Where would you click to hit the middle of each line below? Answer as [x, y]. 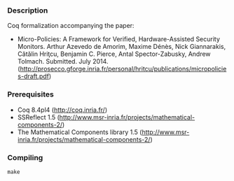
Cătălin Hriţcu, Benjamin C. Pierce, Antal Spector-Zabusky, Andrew [114, 54]
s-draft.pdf [33, 76]
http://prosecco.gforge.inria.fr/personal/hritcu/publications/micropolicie [123, 69]
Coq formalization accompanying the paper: [71, 26]
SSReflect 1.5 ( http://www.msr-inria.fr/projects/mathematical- [106, 117]
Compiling [25, 157]
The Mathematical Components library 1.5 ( [80, 132]
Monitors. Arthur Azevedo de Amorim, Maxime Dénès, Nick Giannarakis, [122, 47]
